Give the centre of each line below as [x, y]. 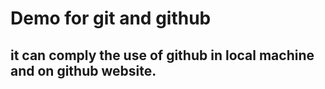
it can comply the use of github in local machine [162, 55]
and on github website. [83, 70]
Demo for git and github [111, 18]
